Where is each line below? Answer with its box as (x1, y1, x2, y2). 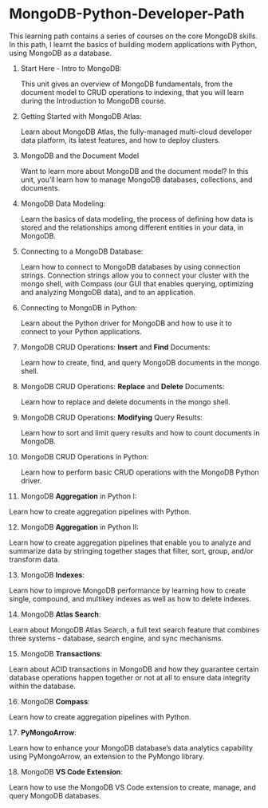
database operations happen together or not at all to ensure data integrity (9, 672, 250, 682)
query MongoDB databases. (9, 790, 102, 800)
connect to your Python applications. (20, 326, 142, 336)
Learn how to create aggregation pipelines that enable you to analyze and (9, 538, 251, 547)
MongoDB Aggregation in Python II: (20, 522, 139, 531)
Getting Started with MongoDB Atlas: (20, 111, 142, 120)
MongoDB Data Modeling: (20, 199, 106, 208)
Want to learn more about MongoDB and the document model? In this (20, 166, 250, 175)
